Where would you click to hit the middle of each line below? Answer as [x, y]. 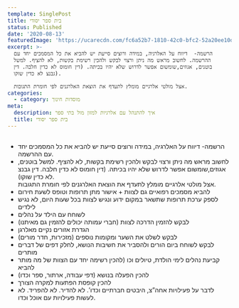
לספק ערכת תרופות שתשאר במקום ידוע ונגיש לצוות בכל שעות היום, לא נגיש [118, 199]
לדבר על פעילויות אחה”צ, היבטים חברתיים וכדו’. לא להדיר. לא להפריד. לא [116, 290]
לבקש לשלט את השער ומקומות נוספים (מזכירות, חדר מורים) [97, 237]
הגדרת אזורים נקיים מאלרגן [53, 230]
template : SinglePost [39, 14]
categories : [25, 93]
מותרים [27, 253]
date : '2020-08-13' [36, 34]
